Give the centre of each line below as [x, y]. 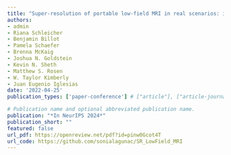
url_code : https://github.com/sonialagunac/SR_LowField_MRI [95, 141]
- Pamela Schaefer [33, 45]
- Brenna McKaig [30, 52]
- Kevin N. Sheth [32, 65]
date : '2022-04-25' [35, 90]
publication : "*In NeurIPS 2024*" [57, 116]
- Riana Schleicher [35, 33]
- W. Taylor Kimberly [38, 77]
